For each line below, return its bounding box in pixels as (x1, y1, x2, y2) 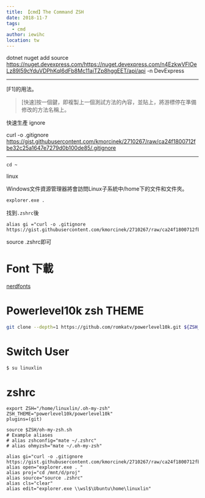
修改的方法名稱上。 (21, 106, 70, 113)
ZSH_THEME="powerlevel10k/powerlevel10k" (6, 411, 113, 417)
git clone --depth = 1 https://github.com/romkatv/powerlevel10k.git (6, 324, 182, 330)
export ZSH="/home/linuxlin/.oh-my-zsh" (6, 406, 111, 412)
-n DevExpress (146, 67, 185, 74)
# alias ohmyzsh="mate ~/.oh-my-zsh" (6, 443, 103, 449)
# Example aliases (6, 432, 53, 439)
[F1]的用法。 (6, 86, 38, 92)
